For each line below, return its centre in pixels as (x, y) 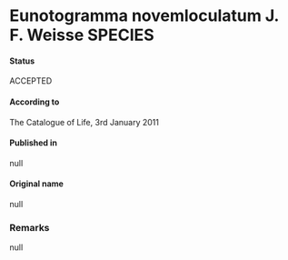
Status (22, 61)
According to (35, 102)
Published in (33, 143)
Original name (36, 184)
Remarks (30, 227)
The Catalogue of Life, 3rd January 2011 (84, 122)
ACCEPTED (31, 81)
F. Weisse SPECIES (82, 35)
